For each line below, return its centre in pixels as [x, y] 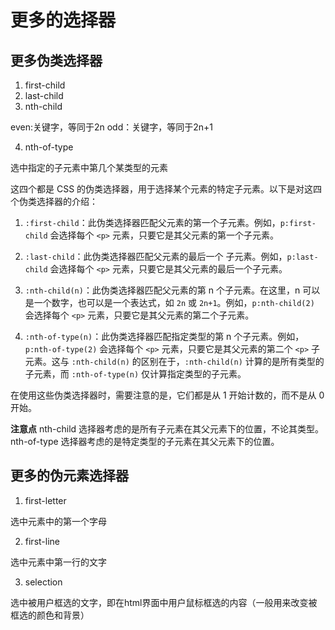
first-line [42, 541]
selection [43, 582]
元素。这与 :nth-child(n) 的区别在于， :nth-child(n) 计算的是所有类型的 [174, 361]
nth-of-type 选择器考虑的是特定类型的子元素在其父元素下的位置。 [145, 441]
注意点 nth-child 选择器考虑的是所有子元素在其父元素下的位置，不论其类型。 [167, 429]
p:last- [302, 257]
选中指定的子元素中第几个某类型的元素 [89, 167]
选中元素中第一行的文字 [58, 562]
